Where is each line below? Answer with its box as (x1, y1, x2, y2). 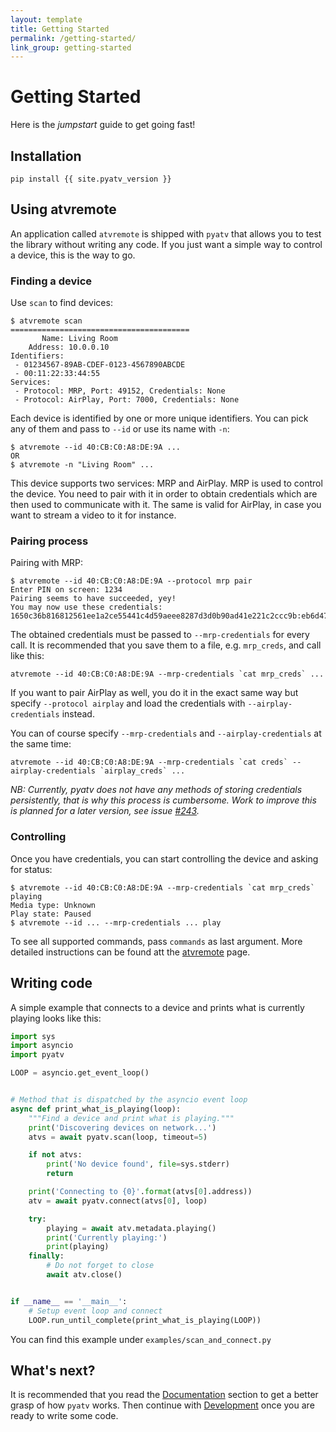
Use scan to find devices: (10, 297, 113, 309)
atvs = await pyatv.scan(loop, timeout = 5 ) (28, 1132, 208, 1142)
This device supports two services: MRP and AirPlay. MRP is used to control (10, 477, 323, 490)
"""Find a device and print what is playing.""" (28, 1113, 235, 1123)
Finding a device (10, 274, 93, 288)
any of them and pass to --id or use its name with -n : (10, 423, 230, 435)
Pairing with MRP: (10, 557, 84, 569)
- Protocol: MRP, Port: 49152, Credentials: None (14, 386, 226, 396)
